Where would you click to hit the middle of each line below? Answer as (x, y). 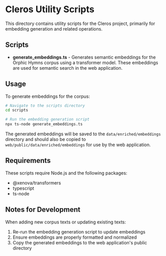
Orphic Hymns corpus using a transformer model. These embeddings (85, 63)
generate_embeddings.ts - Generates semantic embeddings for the (84, 57)
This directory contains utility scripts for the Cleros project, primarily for (80, 23)
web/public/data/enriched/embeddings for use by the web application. (78, 145)
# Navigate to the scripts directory (45, 105)
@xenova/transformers (37, 183)
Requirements (28, 161)
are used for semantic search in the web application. (68, 68)
